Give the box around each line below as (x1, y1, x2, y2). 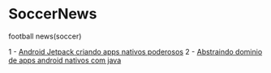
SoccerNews (8, 5, 97, 23)
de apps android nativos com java (8, 55, 122, 65)
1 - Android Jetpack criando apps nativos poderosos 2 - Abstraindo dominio (8, 47, 263, 56)
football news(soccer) (8, 31, 82, 41)
